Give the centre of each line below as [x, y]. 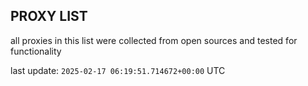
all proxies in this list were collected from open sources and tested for [154, 40]
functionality [36, 51]
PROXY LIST [49, 16]
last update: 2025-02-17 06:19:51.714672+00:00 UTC [118, 70]
